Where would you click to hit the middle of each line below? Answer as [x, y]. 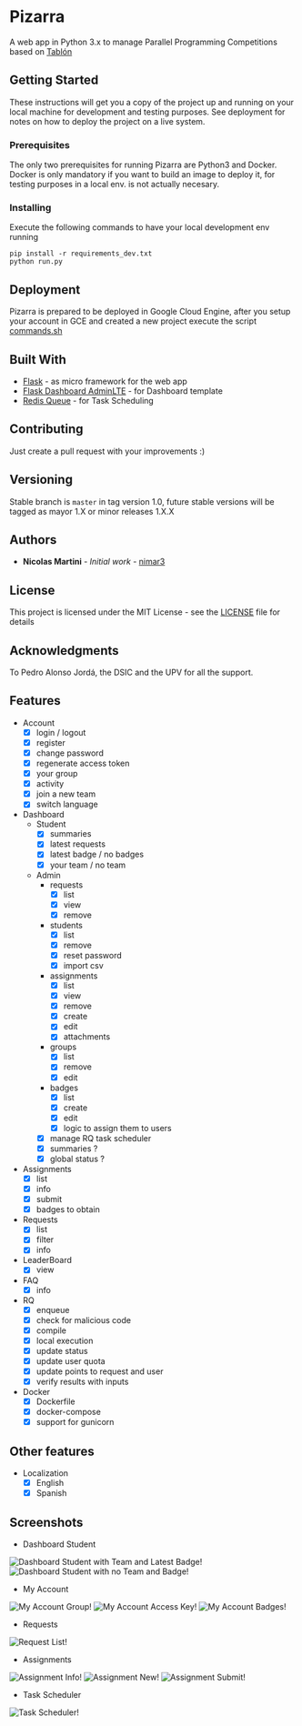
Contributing [46, 429]
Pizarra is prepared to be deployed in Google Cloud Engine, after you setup [150, 312]
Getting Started [54, 80]
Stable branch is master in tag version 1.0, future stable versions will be [142, 501]
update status [62, 1350]
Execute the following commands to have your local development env [140, 227]
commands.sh [36, 331]
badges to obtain [68, 1209]
